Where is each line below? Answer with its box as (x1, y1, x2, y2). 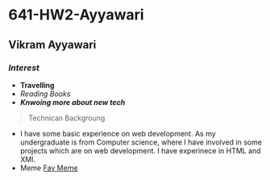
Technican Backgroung (27, 113, 106, 123)
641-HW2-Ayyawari (8, 6, 144, 24)
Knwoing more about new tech (19, 97, 126, 107)
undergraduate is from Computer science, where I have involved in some (19, 137, 262, 147)
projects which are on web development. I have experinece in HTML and (19, 145, 261, 155)
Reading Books (19, 89, 71, 98)
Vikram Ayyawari (8, 38, 97, 52)
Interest (8, 62, 40, 73)
